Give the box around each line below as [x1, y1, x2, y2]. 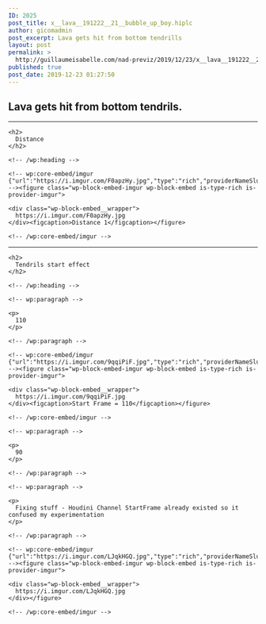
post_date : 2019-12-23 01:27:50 [8, 71, 115, 79]
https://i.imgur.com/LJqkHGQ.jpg [15, 587, 126, 595]
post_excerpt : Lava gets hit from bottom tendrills [8, 33, 182, 42]
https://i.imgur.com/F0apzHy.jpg [15, 212, 126, 220]
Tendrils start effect [15, 261, 90, 269]
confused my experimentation [8, 511, 104, 519]
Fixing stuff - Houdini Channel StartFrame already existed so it [15, 504, 239, 512]
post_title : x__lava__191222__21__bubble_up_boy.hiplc [8, 19, 193, 27]
